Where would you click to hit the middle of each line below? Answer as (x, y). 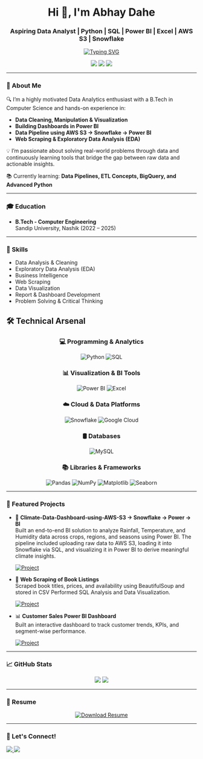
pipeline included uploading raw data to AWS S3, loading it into (93, 543)
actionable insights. (31, 164)
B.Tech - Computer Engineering (56, 222)
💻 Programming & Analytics (101, 341)
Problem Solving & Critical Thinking (59, 301)
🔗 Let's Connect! (31, 737)
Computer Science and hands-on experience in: (66, 108)
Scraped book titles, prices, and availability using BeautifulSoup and (100, 586)
